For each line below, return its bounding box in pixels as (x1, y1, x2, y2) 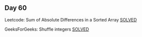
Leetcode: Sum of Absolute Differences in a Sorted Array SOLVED (4, 17, 137, 22)
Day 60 (4, 4, 27, 12)
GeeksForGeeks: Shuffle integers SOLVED (4, 26, 89, 32)
